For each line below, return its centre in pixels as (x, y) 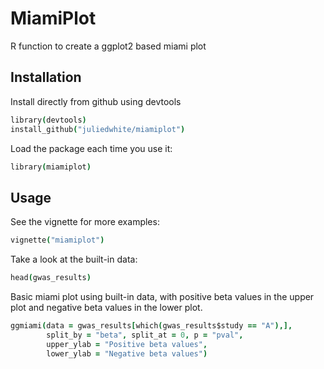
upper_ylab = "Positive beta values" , (127, 344)
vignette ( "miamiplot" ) (57, 240)
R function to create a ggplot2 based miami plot (108, 46)
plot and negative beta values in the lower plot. (106, 307)
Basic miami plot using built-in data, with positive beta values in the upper (162, 296)
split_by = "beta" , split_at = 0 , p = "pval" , (145, 335)
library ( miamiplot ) (51, 167)
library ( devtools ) (48, 120)
